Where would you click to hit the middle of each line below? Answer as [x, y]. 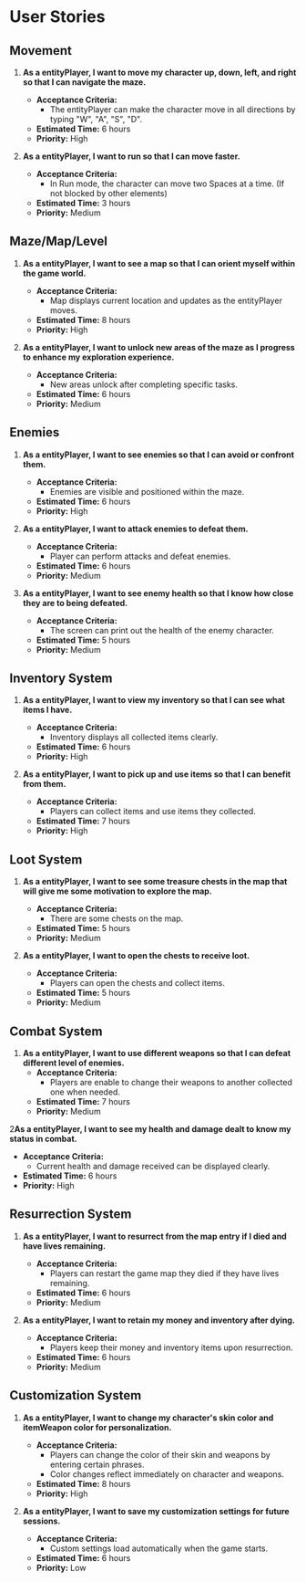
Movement [41, 51]
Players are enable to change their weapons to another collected [171, 1083]
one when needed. [85, 1092]
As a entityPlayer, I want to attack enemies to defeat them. [135, 529]
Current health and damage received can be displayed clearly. [153, 1167]
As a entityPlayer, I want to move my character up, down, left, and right [159, 72]
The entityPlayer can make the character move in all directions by [173, 110]
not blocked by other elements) [109, 193]
